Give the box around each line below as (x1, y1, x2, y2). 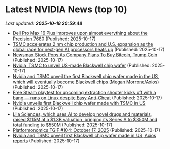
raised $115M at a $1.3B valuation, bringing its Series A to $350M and (12, 116, 158, 122)
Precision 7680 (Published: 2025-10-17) (12, 35, 96, 42)
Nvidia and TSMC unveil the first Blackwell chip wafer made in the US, (12, 73, 160, 79)
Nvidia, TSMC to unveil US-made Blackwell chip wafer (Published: (12, 62, 151, 68)
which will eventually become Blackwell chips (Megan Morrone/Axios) (12, 79, 159, 85)
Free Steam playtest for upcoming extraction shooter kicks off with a (12, 89, 156, 95)
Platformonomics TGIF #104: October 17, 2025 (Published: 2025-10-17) (12, 127, 161, 133)
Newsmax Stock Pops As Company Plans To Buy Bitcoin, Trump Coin (12, 52, 157, 58)
